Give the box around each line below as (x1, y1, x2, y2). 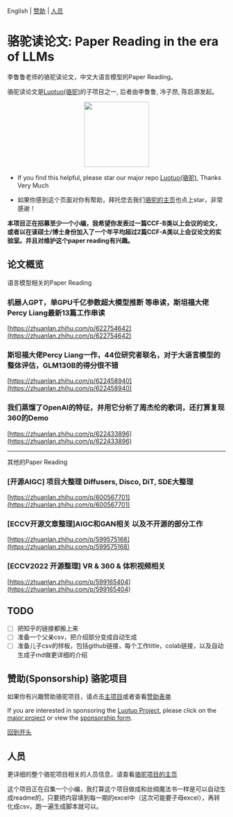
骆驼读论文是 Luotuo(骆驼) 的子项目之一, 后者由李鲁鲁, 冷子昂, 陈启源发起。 (7, 87, 218, 96)
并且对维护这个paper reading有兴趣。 (25, 236, 134, 245)
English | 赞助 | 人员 (7, 7, 64, 15)
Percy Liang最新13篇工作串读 (7, 308, 105, 317)
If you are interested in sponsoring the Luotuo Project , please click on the (7, 707, 217, 715)
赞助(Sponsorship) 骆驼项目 (7, 672, 128, 684)
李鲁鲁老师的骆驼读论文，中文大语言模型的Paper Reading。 (7, 72, 177, 81)
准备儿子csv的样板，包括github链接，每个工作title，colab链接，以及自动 (17, 642, 224, 650)
